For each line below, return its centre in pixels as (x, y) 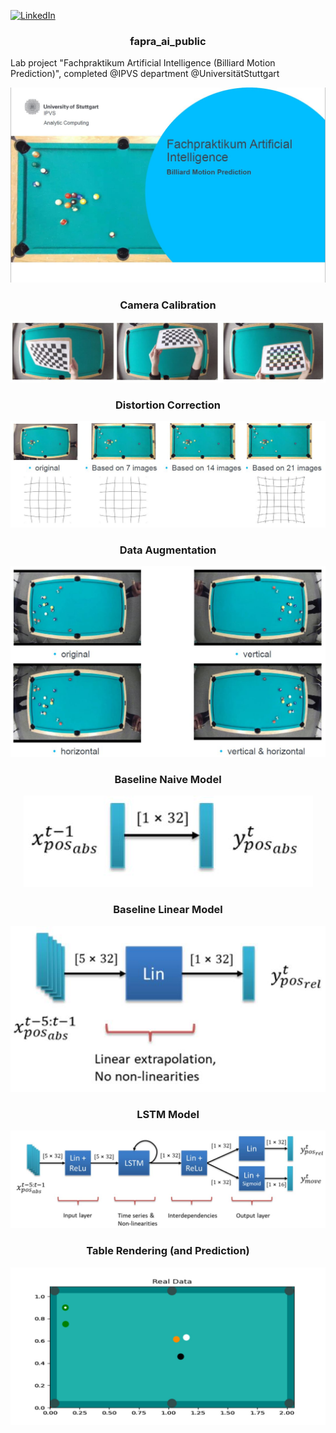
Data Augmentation (168, 550)
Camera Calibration (168, 305)
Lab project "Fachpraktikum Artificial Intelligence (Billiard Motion (143, 63)
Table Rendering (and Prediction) (168, 1251)
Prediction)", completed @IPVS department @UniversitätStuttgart (145, 74)
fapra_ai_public (168, 41)
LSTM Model (168, 1114)
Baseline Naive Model (168, 780)
